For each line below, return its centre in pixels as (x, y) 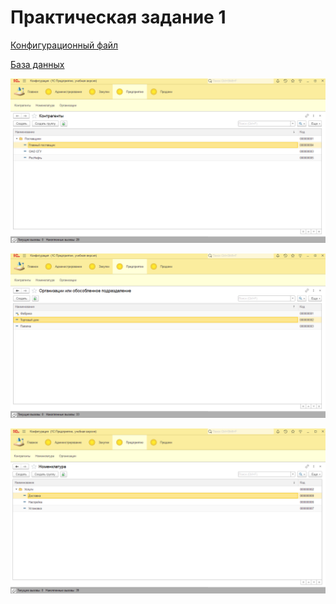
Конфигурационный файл (64, 45)
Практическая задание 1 (118, 17)
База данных (37, 64)
